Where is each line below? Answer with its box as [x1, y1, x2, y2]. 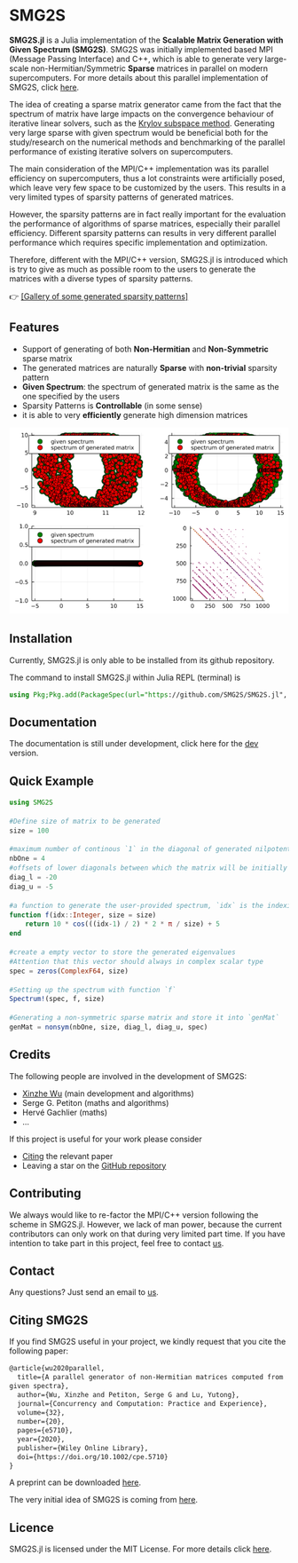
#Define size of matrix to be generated [9, 817, 161, 825]
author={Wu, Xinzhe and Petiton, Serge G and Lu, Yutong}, [17, 1391, 240, 1400]
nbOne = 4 [9, 854, 46, 864]
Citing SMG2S [9, 1313, 89, 1328]
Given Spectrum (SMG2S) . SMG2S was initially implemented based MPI [9, 43, 273, 54]
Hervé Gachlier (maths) [21, 1107, 108, 1117]
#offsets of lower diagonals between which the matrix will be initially [9, 864, 288, 872]
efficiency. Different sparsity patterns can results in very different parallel [9, 227, 277, 238]
